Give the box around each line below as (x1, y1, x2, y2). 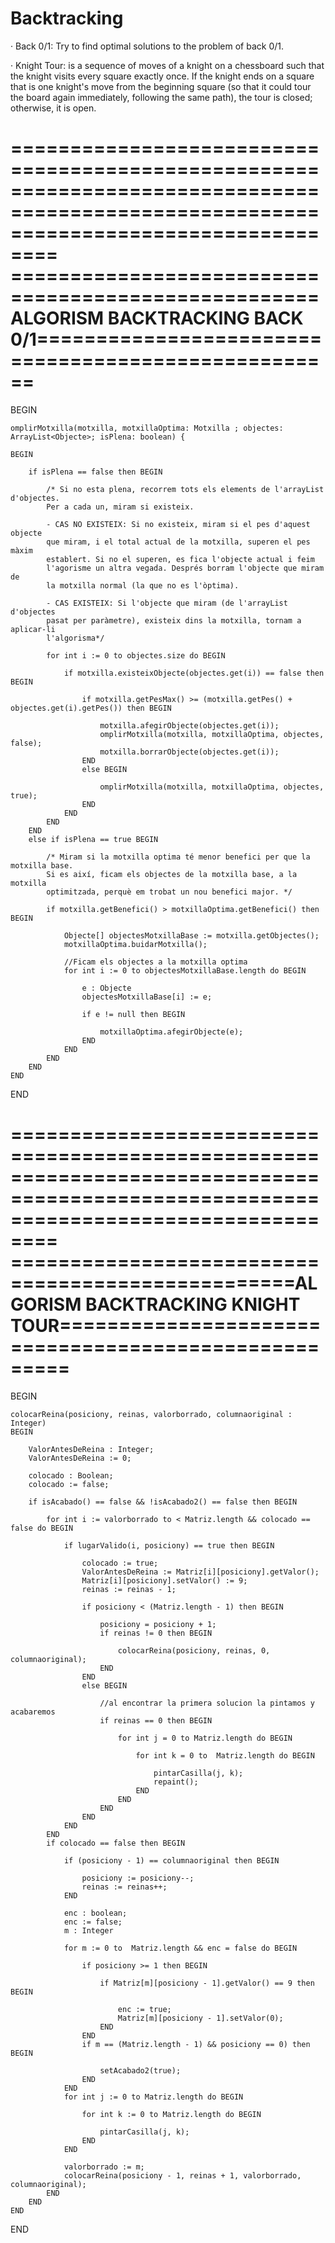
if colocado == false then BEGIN (46, 1838, 186, 1848)
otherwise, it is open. (10, 102, 97, 114)
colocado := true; (81, 1558, 159, 1568)
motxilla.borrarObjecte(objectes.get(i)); (99, 747, 280, 757)
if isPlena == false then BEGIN (28, 467, 163, 477)
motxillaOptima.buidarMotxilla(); (63, 939, 208, 949)
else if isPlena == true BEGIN (28, 834, 159, 844)
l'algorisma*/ (46, 633, 105, 643)
